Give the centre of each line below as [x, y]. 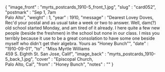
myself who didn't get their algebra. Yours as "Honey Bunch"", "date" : [77, 43]
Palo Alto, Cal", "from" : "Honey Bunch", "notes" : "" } [59, 64]
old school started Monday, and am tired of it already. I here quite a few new [83, 28]
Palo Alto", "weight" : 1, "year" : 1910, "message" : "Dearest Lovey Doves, [80, 17]
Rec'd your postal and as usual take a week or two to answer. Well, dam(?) [81, 23]
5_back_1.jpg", [19, 59]
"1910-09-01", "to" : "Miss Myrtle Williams [47, 49]
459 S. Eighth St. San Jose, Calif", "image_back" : [56, 54]
